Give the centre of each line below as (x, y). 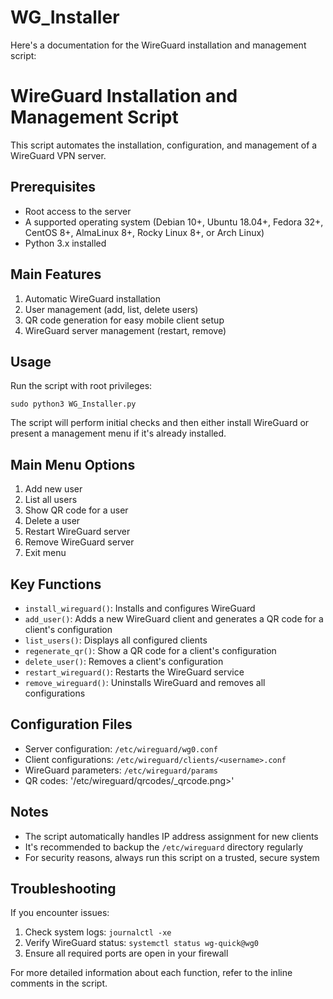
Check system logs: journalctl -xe (98, 932)
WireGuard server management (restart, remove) (125, 330)
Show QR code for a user (76, 510)
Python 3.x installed (65, 243)
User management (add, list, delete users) (111, 309)
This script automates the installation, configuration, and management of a (164, 145)
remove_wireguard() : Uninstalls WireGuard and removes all (145, 682)
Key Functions (56, 584)
